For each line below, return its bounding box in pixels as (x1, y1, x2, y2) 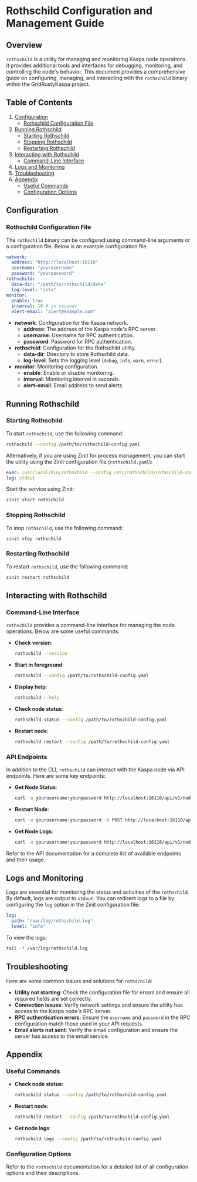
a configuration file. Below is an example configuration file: (6, 242, 148, 249)
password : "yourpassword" (11, 271, 75, 277)
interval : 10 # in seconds (11, 303, 77, 309)
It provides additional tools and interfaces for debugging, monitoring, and (6, 62, 183, 69)
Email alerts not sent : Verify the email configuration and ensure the (14, 1026, 178, 1033)
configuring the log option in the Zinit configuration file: (6, 901, 140, 908)
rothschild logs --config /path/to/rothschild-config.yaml (14, 1136, 162, 1142)
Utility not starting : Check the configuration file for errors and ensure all (14, 988, 190, 995)
